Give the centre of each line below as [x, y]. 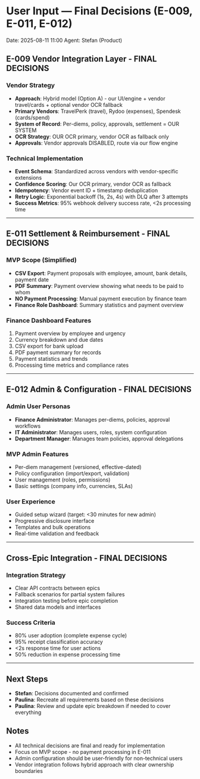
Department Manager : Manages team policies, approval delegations [99, 438]
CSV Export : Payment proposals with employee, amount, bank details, [101, 273]
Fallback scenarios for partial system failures [70, 594]
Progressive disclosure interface [54, 521]
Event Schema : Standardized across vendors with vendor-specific [96, 171]
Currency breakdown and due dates [59, 339]
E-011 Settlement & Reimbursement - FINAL [88, 234]
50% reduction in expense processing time [68, 655]
